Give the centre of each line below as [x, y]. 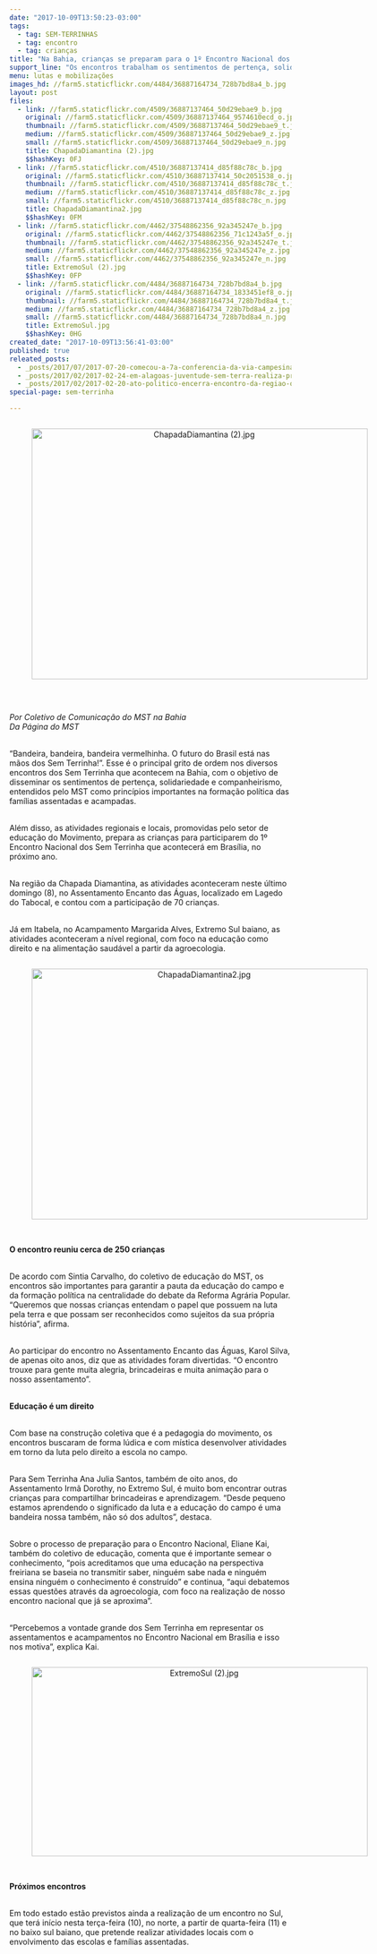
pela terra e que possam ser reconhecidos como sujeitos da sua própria [142, 1314]
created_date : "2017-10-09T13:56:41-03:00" [92, 342]
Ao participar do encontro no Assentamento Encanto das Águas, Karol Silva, [150, 1350]
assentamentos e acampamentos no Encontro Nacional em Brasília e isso [145, 1637]
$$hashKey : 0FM [54, 217]
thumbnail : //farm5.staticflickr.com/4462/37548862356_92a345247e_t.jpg [164, 243]
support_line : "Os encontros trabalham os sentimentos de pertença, [140, 68]
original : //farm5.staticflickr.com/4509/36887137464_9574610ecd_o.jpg [162, 117]
